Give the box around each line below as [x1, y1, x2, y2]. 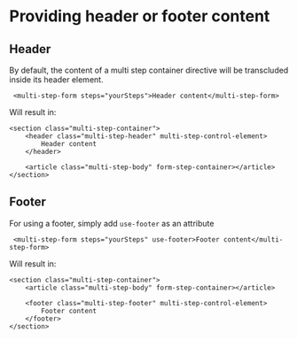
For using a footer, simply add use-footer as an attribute [9, 218, 215, 228]
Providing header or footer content [9, 6, 270, 27]
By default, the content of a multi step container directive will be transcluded [9, 65, 289, 75]
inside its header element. [9, 74, 104, 85]
